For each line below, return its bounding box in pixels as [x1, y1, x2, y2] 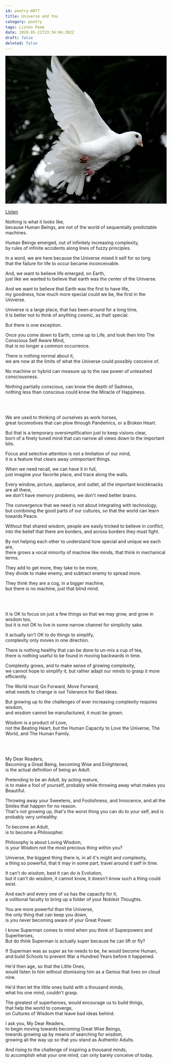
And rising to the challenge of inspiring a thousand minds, [5, 1047, 127, 1053]
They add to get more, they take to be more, [5, 564, 98, 570]
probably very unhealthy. [5, 814, 58, 820]
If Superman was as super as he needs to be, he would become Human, [5, 948, 158, 954]
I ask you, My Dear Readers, [5, 1020, 65, 1026]
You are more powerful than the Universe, [5, 906, 94, 912]
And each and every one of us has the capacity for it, [5, 891, 118, 897]
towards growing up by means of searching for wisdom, [5, 1031, 123, 1037]
